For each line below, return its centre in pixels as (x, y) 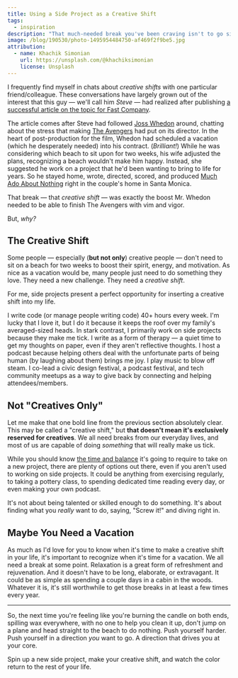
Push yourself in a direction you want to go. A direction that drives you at (114, 638)
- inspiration (34, 27)
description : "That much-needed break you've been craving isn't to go (115, 34)
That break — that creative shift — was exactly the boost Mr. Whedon (109, 197)
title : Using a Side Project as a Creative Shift (82, 14)
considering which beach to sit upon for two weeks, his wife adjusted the (114, 153)
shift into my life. (32, 301)
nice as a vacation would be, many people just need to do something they (115, 273)
